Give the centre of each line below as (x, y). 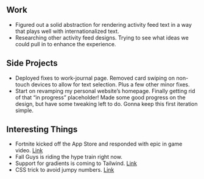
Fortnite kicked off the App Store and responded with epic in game (99, 144)
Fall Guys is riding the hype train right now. (69, 157)
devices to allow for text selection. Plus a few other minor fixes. (111, 84)
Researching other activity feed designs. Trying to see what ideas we (102, 37)
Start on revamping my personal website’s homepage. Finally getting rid (105, 91)
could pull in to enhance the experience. (65, 44)
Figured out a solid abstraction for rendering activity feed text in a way (103, 24)
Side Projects (32, 63)
